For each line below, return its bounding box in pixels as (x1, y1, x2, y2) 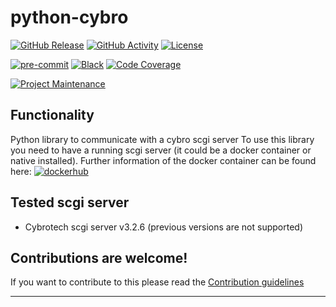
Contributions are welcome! (10, 249, 188, 266)
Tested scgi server (10, 194, 130, 211)
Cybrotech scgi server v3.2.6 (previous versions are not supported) (24, 221, 303, 233)
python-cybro (10, 6, 129, 29)
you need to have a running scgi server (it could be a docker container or (10, 144, 312, 156)
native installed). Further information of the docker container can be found (10, 154, 317, 166)
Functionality (10, 107, 95, 124)
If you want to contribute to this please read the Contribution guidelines (10, 276, 305, 288)
